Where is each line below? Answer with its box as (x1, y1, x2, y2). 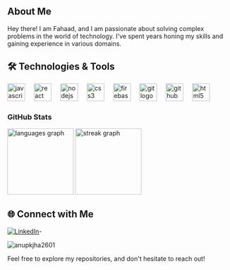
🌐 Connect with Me (7, 208, 94, 221)
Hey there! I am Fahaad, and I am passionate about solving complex (7, 24, 205, 32)
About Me (7, 6, 52, 18)
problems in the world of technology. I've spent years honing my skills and (7, 32, 224, 40)
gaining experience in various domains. (7, 39, 122, 48)
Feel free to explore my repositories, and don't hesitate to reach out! (7, 254, 205, 263)
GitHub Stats (7, 112, 52, 122)
